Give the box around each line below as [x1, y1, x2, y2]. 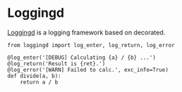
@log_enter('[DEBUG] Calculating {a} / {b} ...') [7, 54, 157, 61]
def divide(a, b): [7, 72, 61, 79]
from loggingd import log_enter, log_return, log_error [7, 41, 175, 48]
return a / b [20, 79, 59, 86]
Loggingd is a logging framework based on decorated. [7, 28, 166, 37]
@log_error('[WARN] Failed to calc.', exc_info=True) [7, 66, 169, 73]
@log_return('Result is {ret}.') [7, 60, 106, 67]
